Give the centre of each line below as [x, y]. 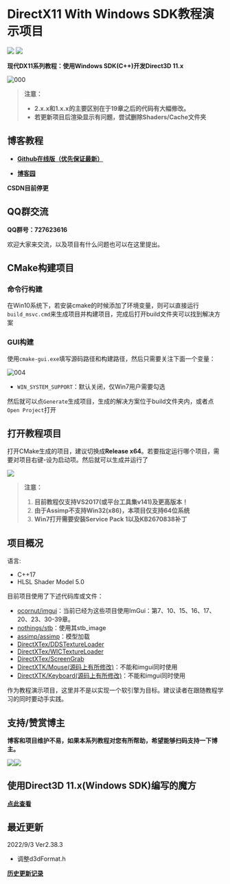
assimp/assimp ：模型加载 [54, 636]
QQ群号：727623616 [37, 229]
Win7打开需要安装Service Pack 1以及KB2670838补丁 [111, 519]
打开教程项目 [34, 433]
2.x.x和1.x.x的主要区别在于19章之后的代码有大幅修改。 [112, 108]
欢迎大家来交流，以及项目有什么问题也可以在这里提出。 [85, 244]
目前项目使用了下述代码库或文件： [55, 596]
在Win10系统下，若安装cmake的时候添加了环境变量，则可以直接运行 [103, 305]
